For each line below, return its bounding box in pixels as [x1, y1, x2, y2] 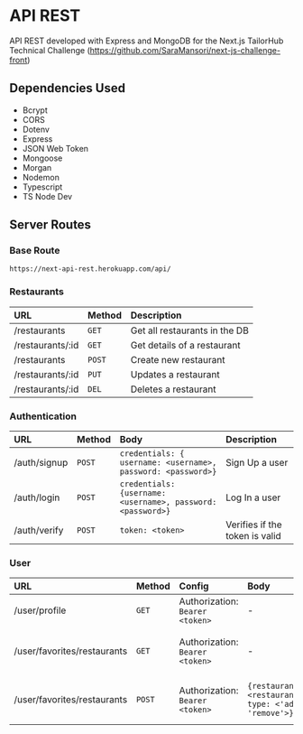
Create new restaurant [130, 353, 225, 366]
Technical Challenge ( [9, 44, 90, 55]
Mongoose [22, 153, 63, 163]
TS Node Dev [22, 190, 73, 201]
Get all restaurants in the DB [130, 324, 250, 337]
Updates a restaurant [130, 367, 220, 380]
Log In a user [225, 491, 281, 504]
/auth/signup [14, 457, 69, 469]
